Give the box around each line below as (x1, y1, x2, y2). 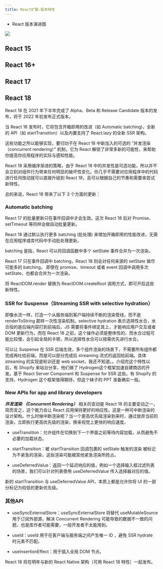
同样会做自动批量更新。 (33, 221, 80, 227)
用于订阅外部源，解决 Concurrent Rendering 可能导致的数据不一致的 (12, 516, 148, 521)
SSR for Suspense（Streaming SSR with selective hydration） (5, 300, 153, 307)
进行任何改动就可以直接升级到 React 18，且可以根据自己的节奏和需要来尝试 (5, 175, 155, 180)
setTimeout (5, 221, 28, 227)
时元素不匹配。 (12, 538, 42, 544)
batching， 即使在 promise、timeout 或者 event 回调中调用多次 (23, 264, 149, 270)
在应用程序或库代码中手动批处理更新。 (5, 237, 81, 243)
